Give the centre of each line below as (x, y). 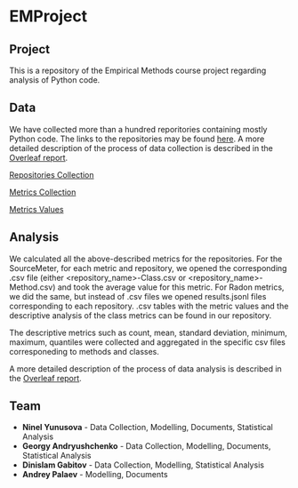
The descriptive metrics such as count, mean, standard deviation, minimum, (148, 332)
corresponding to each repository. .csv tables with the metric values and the (149, 306)
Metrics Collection (43, 192)
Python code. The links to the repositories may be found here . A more (137, 139)
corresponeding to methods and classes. (85, 351)
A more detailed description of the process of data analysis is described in (145, 368)
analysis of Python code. (55, 80)
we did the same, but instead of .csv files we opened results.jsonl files (138, 296)
